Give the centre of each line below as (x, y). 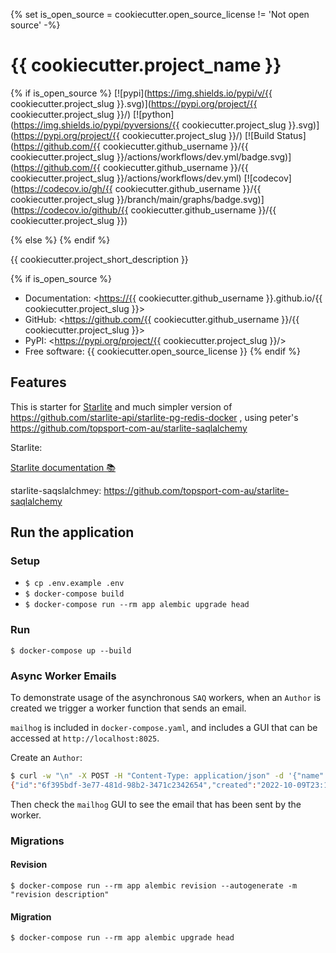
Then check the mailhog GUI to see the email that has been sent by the (156, 804)
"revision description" (60, 894)
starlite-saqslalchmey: (56, 490)
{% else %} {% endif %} (60, 240)
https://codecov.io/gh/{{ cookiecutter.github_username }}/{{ (137, 188)
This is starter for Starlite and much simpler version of (121, 406)
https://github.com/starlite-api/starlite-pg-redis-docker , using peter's (154, 417)
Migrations (37, 841)
